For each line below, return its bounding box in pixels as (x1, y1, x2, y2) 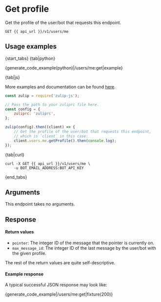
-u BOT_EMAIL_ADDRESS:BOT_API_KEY (14, 165, 84, 170)
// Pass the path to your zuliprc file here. (5, 102, 99, 107)
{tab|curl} (5, 152, 24, 158)
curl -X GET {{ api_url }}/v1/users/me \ (5, 161, 91, 166)
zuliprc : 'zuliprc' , (14, 111, 56, 116)
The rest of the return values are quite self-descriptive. (5, 259, 116, 265)
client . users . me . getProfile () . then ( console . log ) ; (14, 138, 117, 143)
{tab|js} (5, 74, 20, 80)
